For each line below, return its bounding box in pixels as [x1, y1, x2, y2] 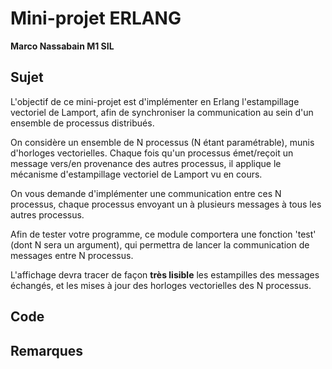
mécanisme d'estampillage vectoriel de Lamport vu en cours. [10, 168, 263, 180]
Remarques [10, 342, 84, 359]
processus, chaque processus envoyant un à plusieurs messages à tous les [10, 198, 322, 210]
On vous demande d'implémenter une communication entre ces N [10, 187, 282, 199]
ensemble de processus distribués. [10, 117, 155, 129]
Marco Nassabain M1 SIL [10, 40, 115, 52]
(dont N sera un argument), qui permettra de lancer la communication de [10, 238, 310, 251]
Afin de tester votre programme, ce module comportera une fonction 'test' [10, 228, 317, 240]
